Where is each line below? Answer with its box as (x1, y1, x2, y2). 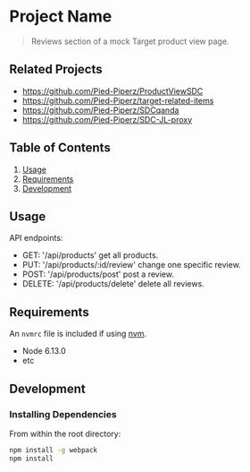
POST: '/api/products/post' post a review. (21, 269, 174, 279)
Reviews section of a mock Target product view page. (30, 36, 229, 47)
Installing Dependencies (9, 408, 118, 420)
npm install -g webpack (9, 445, 98, 454)
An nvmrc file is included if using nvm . (9, 329, 147, 339)
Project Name (9, 6, 112, 27)
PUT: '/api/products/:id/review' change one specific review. (21, 260, 241, 270)
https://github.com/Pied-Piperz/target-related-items (21, 95, 214, 106)
